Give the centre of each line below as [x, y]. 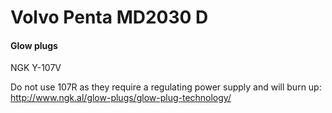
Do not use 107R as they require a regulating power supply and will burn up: [166, 87]
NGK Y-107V [36, 68]
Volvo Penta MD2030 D [109, 17]
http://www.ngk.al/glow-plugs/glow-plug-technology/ [121, 98]
